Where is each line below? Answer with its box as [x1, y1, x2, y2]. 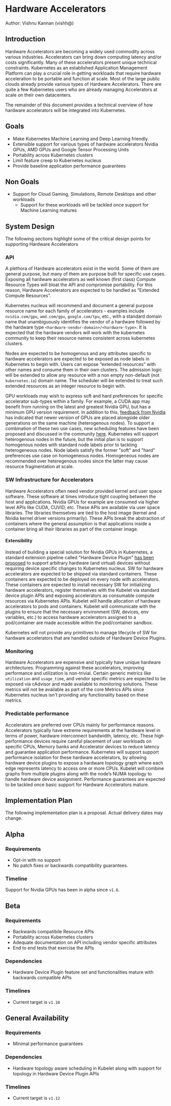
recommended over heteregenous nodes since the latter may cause [5, 458, 148, 464]
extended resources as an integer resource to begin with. [5, 383, 126, 389]
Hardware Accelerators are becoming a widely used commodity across [5, 48, 155, 54]
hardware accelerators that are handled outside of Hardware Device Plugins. [5, 635, 166, 641]
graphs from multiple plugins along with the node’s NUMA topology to [5, 770, 152, 777]
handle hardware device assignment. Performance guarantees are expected [5, 776, 165, 782]
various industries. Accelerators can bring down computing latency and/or [5, 54, 162, 60]
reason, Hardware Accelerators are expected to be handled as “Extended [5, 287, 160, 293]
